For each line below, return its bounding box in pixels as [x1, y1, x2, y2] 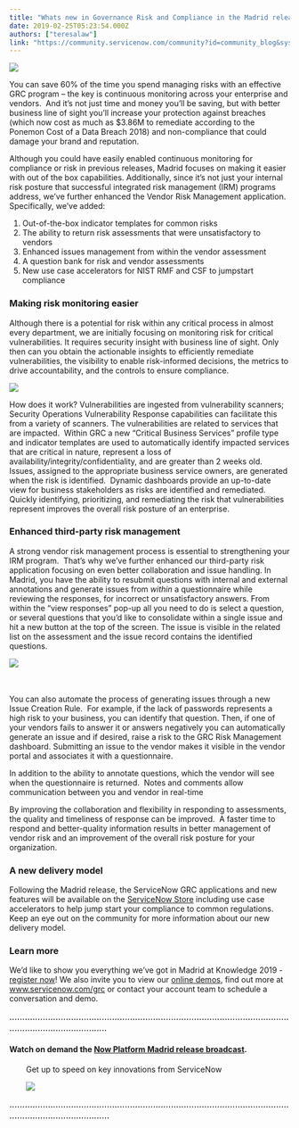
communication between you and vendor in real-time [9, 786, 204, 797]
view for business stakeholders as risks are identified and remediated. [9, 484, 266, 495]
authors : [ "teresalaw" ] [9, 29, 98, 38]
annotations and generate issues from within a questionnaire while [9, 584, 254, 594]
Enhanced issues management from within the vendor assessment [21, 246, 267, 257]
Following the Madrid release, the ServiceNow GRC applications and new [9, 884, 278, 895]
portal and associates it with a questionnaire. [9, 751, 174, 761]
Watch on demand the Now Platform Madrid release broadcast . [9, 1044, 247, 1055]
